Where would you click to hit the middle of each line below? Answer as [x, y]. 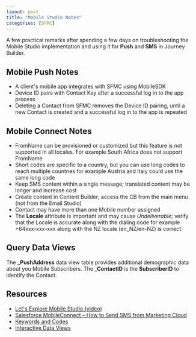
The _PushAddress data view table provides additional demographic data [98, 262]
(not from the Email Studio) [48, 203]
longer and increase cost [46, 190]
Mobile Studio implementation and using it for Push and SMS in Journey [96, 46]
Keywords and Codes [41, 321]
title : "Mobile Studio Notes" [44, 17]
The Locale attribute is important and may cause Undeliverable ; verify [102, 216]
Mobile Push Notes [42, 72]
